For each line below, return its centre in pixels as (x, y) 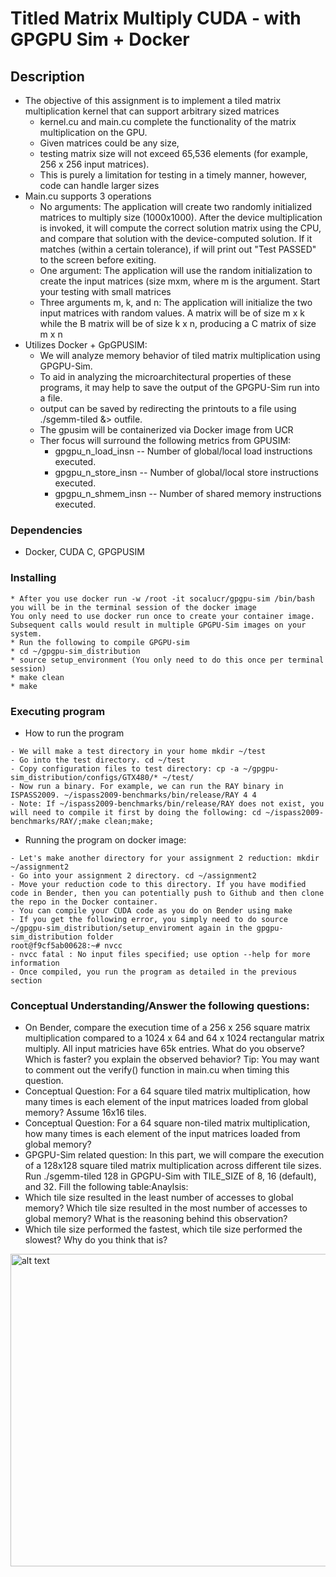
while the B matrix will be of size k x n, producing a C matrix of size (178, 323)
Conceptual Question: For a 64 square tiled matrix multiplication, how (167, 1091)
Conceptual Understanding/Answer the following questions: (160, 1005)
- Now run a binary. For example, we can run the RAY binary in (147, 786)
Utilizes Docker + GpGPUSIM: (86, 345)
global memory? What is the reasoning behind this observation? (156, 1219)
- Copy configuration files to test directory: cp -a (125, 768)
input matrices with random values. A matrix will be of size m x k (172, 313)
